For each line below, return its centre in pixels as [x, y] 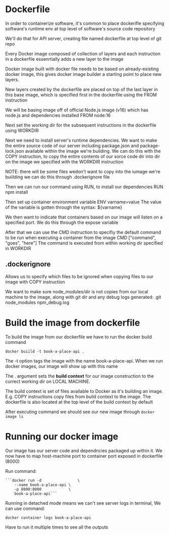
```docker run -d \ [43, 480]
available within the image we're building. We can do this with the [93, 151]
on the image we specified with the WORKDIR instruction [64, 162]
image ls [14, 416]
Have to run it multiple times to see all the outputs [57, 527]
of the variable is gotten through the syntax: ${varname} [64, 207]
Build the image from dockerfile [73, 323]
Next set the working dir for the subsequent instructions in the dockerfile [81, 125]
